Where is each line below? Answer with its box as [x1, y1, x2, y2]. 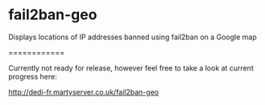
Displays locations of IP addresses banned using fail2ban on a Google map [8, 32, 258, 42]
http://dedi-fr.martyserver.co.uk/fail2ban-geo [8, 87, 159, 97]
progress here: [8, 71, 58, 81]
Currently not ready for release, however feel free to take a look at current [8, 63, 254, 73]
